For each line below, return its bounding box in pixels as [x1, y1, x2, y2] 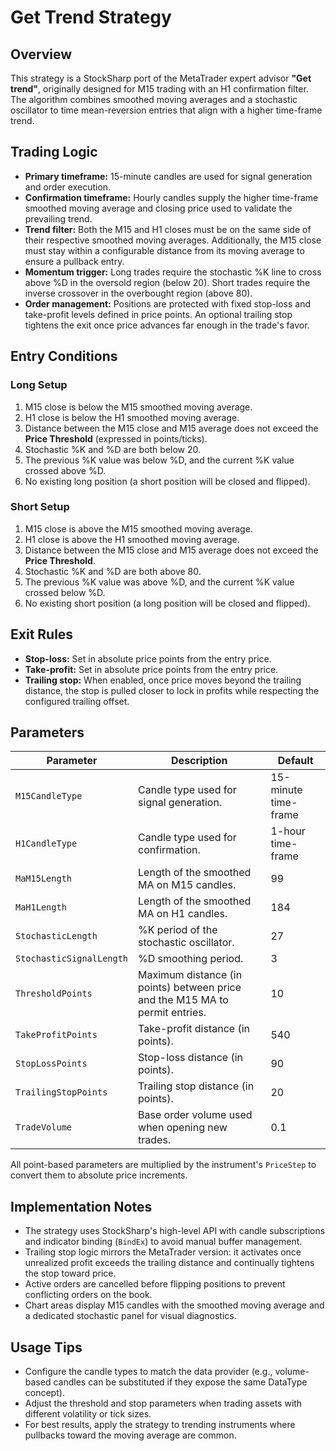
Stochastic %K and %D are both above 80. [24, 565, 202, 577]
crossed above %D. [24, 464, 107, 476]
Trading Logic [10, 144, 98, 161]
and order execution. [24, 181, 112, 193]
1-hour [270, 824, 306, 838]
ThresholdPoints [15, 988, 93, 1000]
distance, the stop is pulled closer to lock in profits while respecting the [24, 684, 320, 696]
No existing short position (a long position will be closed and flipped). [24, 597, 311, 609]
